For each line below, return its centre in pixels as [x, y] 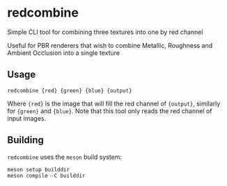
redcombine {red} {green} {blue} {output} [70, 91]
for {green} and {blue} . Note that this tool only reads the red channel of [110, 111]
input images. [27, 118]
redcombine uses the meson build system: [65, 157]
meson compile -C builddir [46, 176]
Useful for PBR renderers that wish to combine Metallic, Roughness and [110, 45]
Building [25, 140]
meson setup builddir [39, 169]
